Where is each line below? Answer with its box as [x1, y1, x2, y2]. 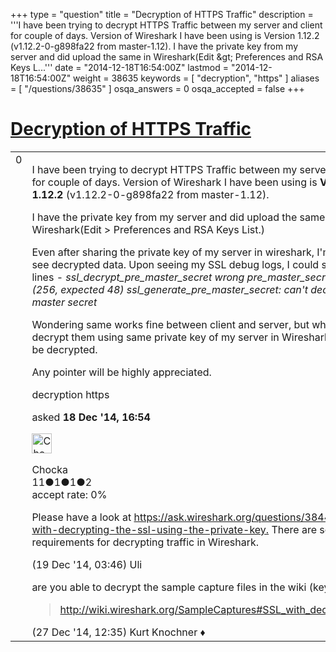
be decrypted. [31, 342, 98, 356]
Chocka [31, 462, 69, 476]
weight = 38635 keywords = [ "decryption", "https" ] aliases [73, 72, 320, 84]
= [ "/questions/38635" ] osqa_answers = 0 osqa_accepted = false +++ [10, 83, 305, 94]
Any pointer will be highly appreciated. [31, 365, 212, 379]
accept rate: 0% [31, 487, 108, 501]
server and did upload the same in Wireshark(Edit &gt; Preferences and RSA [10, 51, 324, 63]
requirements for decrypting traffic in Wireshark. [31, 535, 260, 549]
